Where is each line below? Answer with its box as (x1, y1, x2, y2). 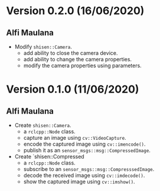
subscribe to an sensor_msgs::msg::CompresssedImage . (23, 166, 155, 172)
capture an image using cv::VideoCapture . (23, 134, 126, 141)
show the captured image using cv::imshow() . (23, 178, 135, 185)
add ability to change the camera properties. (23, 56, 132, 62)
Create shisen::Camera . (14, 122, 72, 129)
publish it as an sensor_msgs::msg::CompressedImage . (23, 147, 151, 154)
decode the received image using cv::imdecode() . (23, 172, 145, 179)
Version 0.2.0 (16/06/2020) (6, 4, 145, 18)
